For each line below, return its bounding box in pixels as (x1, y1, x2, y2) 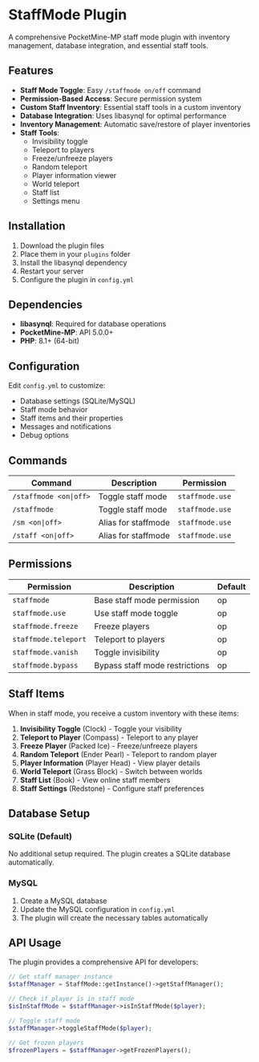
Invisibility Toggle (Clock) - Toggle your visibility (19, 724, 183, 733)
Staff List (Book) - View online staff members (19, 775, 171, 784)
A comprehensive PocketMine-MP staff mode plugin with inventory (8, 32, 230, 42)
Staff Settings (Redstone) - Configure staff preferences (19, 784, 204, 793)
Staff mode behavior (19, 405, 88, 415)
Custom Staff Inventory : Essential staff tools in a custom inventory (19, 102, 242, 111)
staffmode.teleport (12, 634, 87, 643)
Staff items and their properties (19, 413, 123, 423)
